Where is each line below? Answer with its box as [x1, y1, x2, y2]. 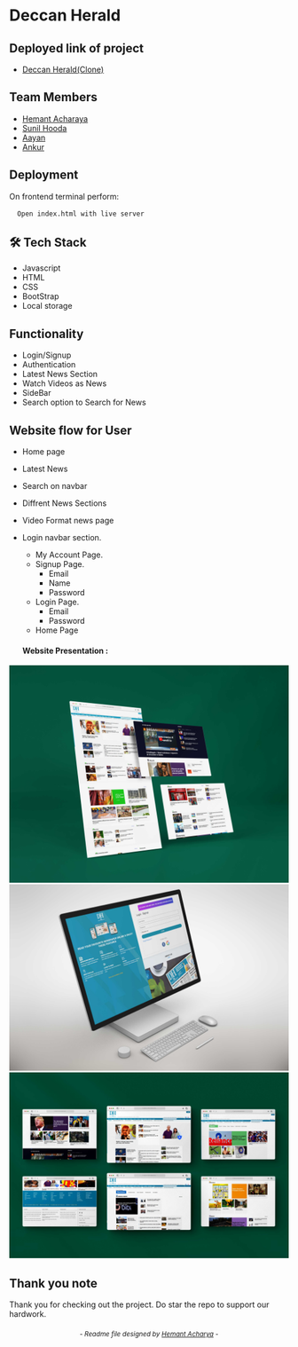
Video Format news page [21, 515, 114, 525]
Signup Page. [35, 558, 85, 569]
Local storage [21, 301, 73, 311]
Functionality [9, 326, 84, 342]
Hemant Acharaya [21, 113, 89, 124]
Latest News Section [21, 369, 98, 380]
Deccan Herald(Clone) [21, 64, 105, 75]
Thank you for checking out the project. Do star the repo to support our [9, 1299, 270, 1310]
